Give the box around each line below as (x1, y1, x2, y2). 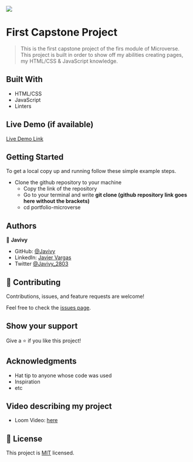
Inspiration (14, 378, 40, 385)
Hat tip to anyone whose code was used (14, 372, 112, 379)
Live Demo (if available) (6, 120, 94, 130)
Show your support (6, 321, 78, 331)
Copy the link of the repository (23, 185, 97, 192)
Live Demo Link (6, 135, 44, 142)
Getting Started (6, 152, 64, 162)
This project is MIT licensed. (6, 449, 75, 457)
